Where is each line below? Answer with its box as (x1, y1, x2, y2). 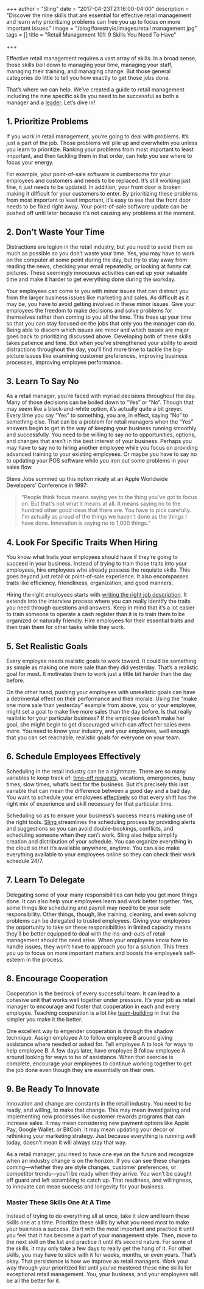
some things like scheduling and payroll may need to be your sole (6, 904, 171, 911)
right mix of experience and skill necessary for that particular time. (6, 800, 174, 807)
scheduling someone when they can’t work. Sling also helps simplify (6, 831, 178, 839)
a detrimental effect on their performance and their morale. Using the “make (6, 695, 197, 703)
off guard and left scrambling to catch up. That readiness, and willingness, (6, 1176, 193, 1184)
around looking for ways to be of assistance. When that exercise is (6, 1053, 174, 1060)
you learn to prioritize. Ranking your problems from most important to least (6, 146, 194, 153)
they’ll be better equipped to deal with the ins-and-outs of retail (6, 929, 166, 937)
